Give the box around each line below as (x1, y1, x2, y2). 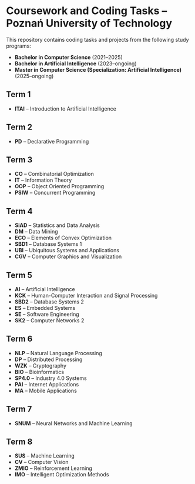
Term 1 (6, 89, 31, 99)
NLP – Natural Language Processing (14, 349, 103, 356)
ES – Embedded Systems (14, 305, 76, 311)
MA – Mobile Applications (14, 387, 78, 394)
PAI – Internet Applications (14, 380, 79, 388)
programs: (6, 42, 31, 49)
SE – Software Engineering (14, 311, 79, 318)
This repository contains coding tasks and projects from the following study (6, 36, 189, 43)
